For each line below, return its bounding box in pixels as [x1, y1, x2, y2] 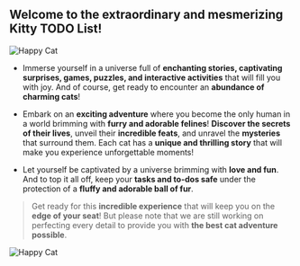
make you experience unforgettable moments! [22, 146, 195, 157]
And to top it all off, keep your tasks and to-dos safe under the [22, 173, 257, 184]
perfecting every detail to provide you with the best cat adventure [31, 219, 278, 230]
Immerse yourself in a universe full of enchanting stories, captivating [22, 62, 283, 73]
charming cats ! [22, 91, 81, 102]
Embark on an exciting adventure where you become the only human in [22, 108, 291, 120]
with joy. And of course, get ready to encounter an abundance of [22, 81, 265, 93]
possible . [31, 229, 68, 240]
